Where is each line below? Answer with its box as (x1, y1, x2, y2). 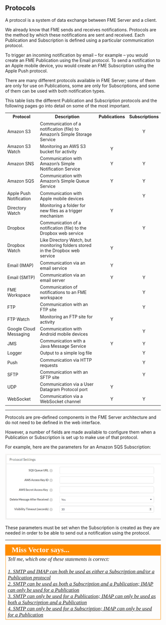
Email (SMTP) (7, 275, 36, 281)
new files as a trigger (40, 207, 83, 213)
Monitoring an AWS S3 (40, 143, 86, 149)
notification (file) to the (40, 225, 86, 231)
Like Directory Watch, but (40, 237, 91, 243)
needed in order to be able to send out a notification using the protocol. (5, 530, 151, 536)
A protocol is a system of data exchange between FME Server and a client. (5, 17, 157, 23)
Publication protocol (7, 575, 51, 581)
